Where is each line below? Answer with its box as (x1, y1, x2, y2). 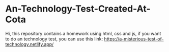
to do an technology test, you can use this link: (5, 36, 103, 42)
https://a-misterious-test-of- (104, 36, 164, 42)
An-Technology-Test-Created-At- (5, 3, 151, 15)
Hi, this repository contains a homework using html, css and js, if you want (5, 30, 161, 36)
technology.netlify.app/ (5, 41, 54, 47)
